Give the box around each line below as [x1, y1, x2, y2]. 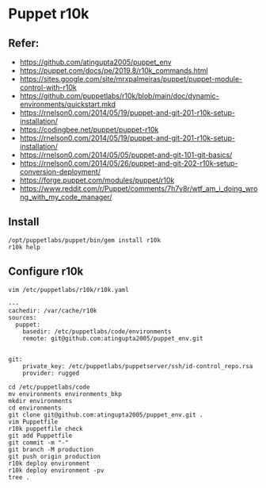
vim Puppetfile [8, 417, 59, 425]
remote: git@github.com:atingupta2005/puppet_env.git [22, 334, 203, 342]
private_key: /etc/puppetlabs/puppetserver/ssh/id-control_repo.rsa [22, 362, 253, 370]
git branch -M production [8, 445, 93, 453]
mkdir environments [8, 397, 73, 405]
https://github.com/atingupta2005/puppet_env [19, 57, 172, 67]
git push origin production [8, 452, 101, 460]
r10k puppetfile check [8, 425, 83, 432]
